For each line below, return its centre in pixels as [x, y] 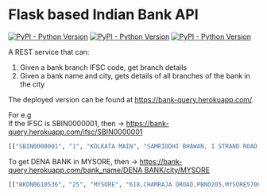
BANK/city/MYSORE [177, 170]
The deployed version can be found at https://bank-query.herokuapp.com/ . [131, 99]
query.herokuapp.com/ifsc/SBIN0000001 [75, 132]
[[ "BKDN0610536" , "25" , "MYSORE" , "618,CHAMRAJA [90, 184]
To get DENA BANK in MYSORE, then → [73, 161]
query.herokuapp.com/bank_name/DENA [75, 170]
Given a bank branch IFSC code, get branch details [103, 67]
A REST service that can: [49, 52]
